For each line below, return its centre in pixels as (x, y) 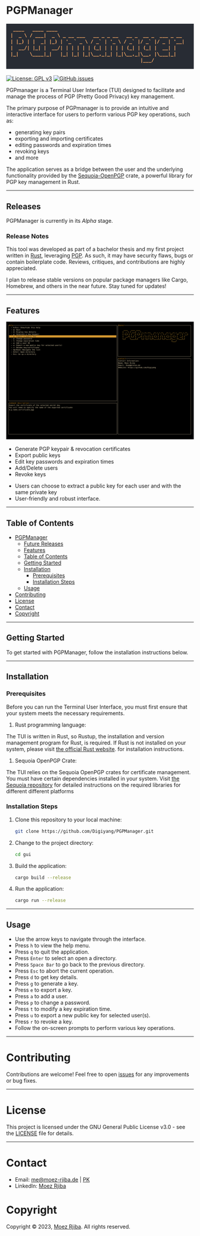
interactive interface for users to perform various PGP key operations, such (98, 115)
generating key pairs (40, 133)
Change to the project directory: (54, 842)
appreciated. (22, 268)
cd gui (23, 854)
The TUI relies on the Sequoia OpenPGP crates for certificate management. (99, 772)
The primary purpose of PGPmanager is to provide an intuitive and (87, 108)
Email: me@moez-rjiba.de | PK (52, 1179)
